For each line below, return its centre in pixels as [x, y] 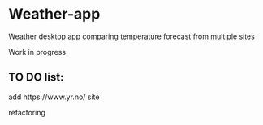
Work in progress [37, 52]
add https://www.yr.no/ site [54, 97]
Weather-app [54, 14]
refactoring [27, 112]
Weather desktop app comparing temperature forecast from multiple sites [132, 36]
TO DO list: [36, 77]
